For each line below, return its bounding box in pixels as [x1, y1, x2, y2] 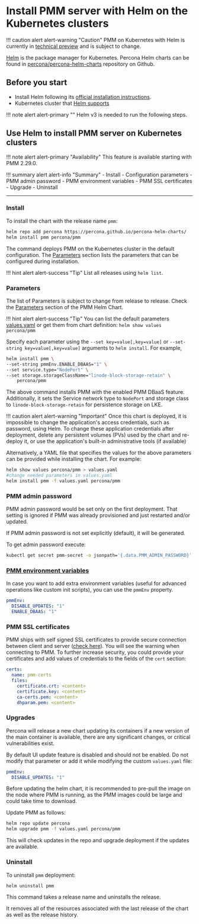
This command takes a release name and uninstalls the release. [6, 893, 161, 901]
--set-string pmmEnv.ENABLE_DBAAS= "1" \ [6, 361, 108, 367]
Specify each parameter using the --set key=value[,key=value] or [6, 338, 169, 345]
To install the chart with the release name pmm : [6, 217, 118, 224]
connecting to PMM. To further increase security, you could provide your [6, 649, 184, 656]
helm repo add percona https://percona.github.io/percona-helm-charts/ [6, 229, 187, 235]
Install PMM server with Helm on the [6, 4, 188, 18]
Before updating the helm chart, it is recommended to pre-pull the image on [6, 785, 191, 792]
